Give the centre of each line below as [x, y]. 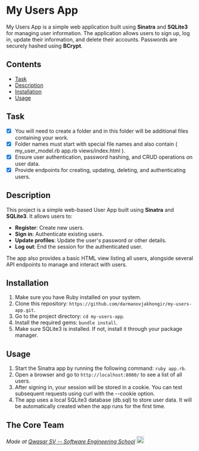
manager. [27, 335]
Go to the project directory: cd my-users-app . [70, 317]
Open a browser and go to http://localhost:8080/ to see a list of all [99, 375]
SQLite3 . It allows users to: [39, 216]
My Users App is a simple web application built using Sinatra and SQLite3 [97, 27]
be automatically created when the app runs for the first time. [90, 406]
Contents [24, 65]
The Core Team [35, 425]
